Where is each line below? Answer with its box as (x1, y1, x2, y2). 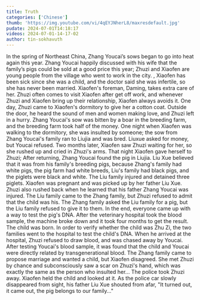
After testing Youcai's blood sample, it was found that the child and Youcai (6, 243, 189, 250)
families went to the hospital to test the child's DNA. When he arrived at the (6, 230, 191, 237)
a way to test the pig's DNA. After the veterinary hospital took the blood (6, 211, 182, 218)
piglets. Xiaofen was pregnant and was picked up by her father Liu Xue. (6, 180, 182, 187)
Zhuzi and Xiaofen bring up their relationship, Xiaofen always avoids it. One (6, 97, 191, 104)
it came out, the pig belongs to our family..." (6, 287, 113, 294)
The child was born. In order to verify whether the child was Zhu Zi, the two (6, 224, 192, 231)
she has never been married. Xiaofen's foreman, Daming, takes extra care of (6, 85, 195, 91)
